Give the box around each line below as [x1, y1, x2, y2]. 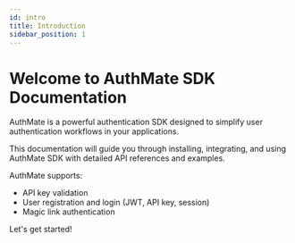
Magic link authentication [21, 206, 115, 217]
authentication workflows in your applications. [9, 126, 180, 137]
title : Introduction [9, 21, 87, 30]
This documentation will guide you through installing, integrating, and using [9, 144, 287, 155]
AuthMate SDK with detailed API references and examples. [9, 153, 225, 163]
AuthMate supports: [9, 171, 83, 181]
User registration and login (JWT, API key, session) [21, 197, 210, 208]
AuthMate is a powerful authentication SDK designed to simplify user [9, 117, 264, 128]
